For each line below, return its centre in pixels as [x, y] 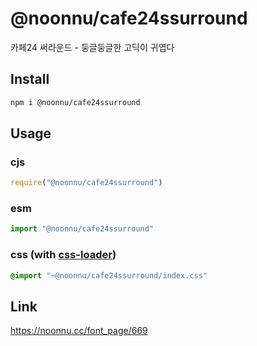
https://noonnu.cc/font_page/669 [79, 331]
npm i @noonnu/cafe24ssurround [75, 102]
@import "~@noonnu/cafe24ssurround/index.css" [109, 275]
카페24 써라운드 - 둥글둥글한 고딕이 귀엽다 [92, 47]
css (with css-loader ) [63, 255]
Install [30, 79]
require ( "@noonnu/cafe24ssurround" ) [86, 183]
